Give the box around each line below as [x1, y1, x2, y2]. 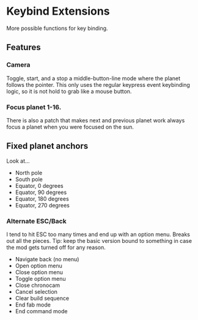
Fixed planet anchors [6, 141, 89, 151]
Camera [6, 61, 31, 69]
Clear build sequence [15, 295, 69, 302]
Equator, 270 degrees [15, 201, 70, 209]
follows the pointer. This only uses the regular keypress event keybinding [6, 81, 191, 88]
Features [6, 42, 41, 53]
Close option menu [15, 269, 63, 276]
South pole [15, 176, 43, 183]
